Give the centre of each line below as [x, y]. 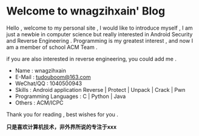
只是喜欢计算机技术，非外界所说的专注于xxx [62, 127]
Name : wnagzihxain [41, 70]
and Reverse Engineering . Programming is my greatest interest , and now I [99, 40]
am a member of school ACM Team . [52, 47]
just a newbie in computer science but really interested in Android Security [99, 34]
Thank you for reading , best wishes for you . [62, 114]
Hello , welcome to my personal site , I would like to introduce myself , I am [99, 28]
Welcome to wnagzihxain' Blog [86, 11]
